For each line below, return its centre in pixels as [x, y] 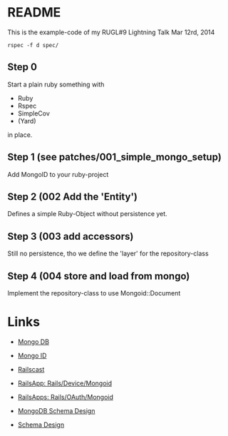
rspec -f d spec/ [33, 45]
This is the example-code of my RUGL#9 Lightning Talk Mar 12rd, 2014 [111, 32]
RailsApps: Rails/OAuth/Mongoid [66, 397]
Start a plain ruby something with [56, 84]
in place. [20, 135]
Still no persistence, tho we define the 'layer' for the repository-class [108, 253]
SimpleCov [33, 113]
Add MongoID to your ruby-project [58, 174]
